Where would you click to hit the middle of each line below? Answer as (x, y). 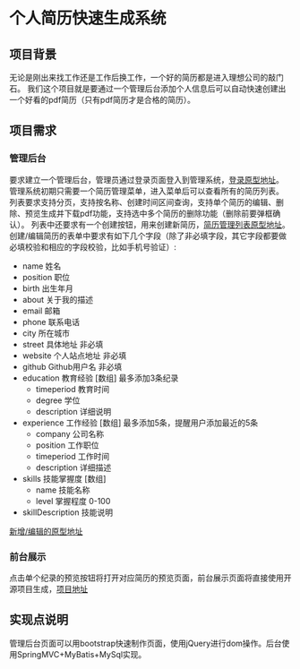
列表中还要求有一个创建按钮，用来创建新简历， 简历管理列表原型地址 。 (160, 224)
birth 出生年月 (48, 288)
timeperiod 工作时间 (73, 456)
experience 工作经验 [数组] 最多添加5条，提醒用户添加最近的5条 (140, 423)
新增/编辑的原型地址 (46, 531)
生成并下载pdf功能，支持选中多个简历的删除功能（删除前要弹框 (156, 213)
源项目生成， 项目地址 (48, 588)
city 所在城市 (46, 333)
